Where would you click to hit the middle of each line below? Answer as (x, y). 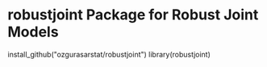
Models (33, 32)
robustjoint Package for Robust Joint (133, 15)
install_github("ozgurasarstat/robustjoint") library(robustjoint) (109, 54)
